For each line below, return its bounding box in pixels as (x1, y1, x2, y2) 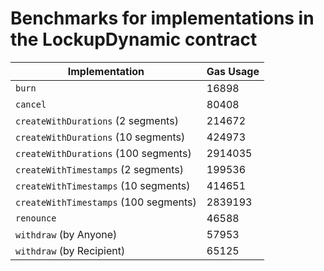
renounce (15, 212, 57, 224)
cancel (15, 98, 47, 110)
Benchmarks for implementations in (10, 7, 315, 30)
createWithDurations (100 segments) (15, 146, 192, 160)
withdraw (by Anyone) (15, 227, 118, 241)
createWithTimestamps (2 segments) (15, 162, 185, 176)
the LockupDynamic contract (10, 28, 258, 51)
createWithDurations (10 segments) (15, 130, 186, 144)
